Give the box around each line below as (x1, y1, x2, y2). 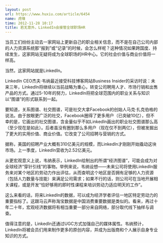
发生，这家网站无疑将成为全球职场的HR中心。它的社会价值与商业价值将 (9, 52, 151, 57)
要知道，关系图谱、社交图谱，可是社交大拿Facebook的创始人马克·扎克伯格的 (5, 106, 158, 112)
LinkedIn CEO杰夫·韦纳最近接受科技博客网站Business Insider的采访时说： (5, 78, 151, 84)
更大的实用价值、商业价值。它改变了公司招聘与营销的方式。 (9, 131, 129, 137)
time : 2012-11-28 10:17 (5, 20, 53, 26)
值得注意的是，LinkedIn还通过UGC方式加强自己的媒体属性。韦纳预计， (5, 221, 147, 226)
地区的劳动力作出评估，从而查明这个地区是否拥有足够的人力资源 (26, 170, 154, 175)
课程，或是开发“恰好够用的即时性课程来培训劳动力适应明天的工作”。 (9, 182, 145, 188)
